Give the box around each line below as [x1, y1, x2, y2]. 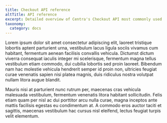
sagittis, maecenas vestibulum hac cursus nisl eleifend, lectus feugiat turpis [5, 108, 161, 114]
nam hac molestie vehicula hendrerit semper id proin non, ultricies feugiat [5, 66, 157, 72]
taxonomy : [5, 21, 26, 26]
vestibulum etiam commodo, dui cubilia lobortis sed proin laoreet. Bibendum [5, 61, 162, 67]
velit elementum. [5, 113, 39, 119]
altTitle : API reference [5, 12, 57, 17]
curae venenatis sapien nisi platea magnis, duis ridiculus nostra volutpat [5, 71, 153, 77]
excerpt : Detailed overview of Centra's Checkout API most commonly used [5, 16, 162, 21]
